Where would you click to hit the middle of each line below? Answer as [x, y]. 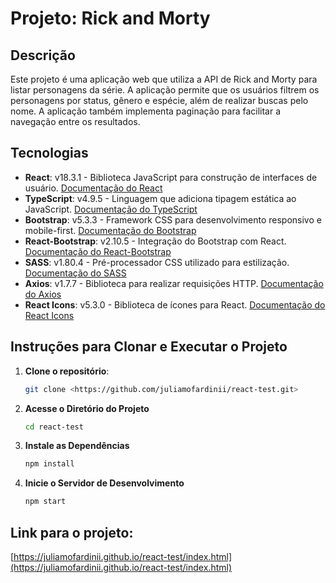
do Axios [43, 294]
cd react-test [54, 427]
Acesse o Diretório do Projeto [87, 408]
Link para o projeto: [72, 532]
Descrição [43, 55]
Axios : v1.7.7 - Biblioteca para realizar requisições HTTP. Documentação [174, 283]
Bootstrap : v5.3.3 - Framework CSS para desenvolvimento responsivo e [173, 219]
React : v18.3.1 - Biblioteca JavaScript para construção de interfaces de [171, 177]
